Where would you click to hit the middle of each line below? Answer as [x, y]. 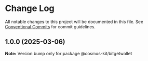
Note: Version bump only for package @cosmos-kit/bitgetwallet [68, 53]
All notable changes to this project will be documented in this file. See [74, 22]
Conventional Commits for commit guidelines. [50, 26]
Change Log [30, 8]
